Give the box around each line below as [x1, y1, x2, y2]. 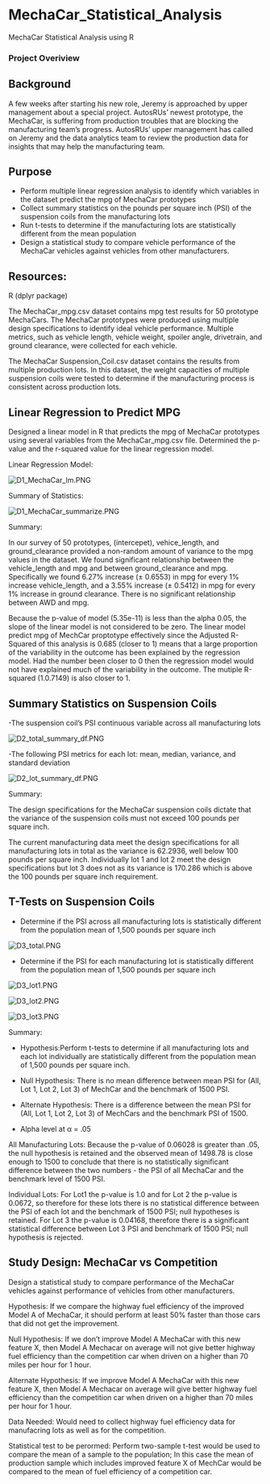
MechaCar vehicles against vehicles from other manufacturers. [19, 246, 230, 256]
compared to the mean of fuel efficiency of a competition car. [8, 1466, 213, 1476]
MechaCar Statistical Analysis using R [8, 32, 135, 42]
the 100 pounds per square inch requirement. [8, 871, 159, 881]
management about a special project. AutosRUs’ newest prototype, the [8, 107, 243, 117]
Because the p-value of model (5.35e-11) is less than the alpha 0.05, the [8, 613, 247, 623]
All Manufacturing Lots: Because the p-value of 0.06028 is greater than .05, [8, 1139, 260, 1149]
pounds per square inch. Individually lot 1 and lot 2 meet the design [8, 854, 231, 864]
